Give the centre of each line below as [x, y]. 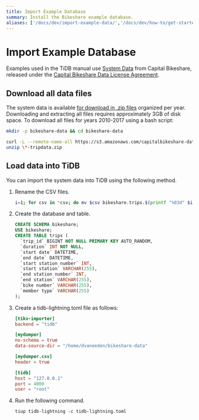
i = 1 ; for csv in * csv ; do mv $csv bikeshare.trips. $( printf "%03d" [100, 202]
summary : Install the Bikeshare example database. [70, 17]
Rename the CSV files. [42, 192]
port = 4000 [29, 384]
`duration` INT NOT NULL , [52, 247]
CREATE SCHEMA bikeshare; [46, 225]
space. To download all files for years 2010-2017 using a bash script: [90, 120]
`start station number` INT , [56, 263]
